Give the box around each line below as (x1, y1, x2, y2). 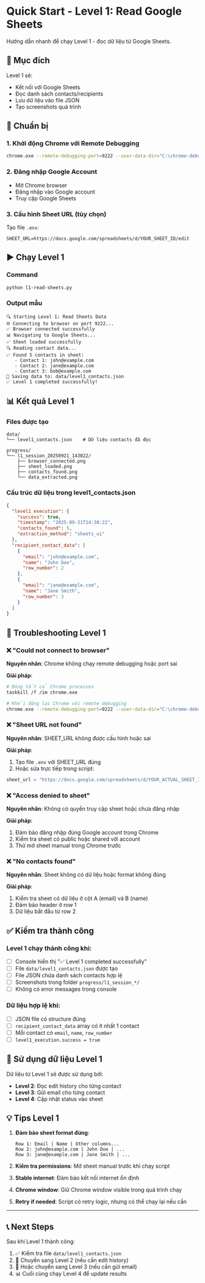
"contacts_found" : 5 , (17, 525, 72, 531)
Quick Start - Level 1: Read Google (6, 4, 182, 18)
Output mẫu (6, 299, 43, 308)
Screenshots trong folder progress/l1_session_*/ (15, 978, 140, 986)
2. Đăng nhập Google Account (6, 167, 98, 176)
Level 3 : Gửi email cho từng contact (15, 1089, 106, 1096)
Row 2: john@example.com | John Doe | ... (15, 1146, 125, 1152)
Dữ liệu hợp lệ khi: (6, 1001, 61, 1010)
